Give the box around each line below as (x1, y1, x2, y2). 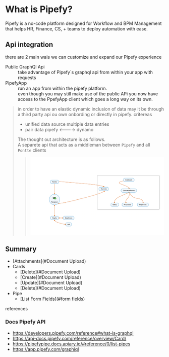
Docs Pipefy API (5, 318, 46, 326)
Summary (5, 245, 37, 253)
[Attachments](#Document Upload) (12, 258, 86, 264)
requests (18, 75, 36, 81)
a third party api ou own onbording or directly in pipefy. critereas (17, 111, 152, 117)
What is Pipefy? (5, 4, 73, 15)
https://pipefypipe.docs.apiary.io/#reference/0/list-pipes (12, 341, 131, 347)
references (5, 306, 28, 312)
